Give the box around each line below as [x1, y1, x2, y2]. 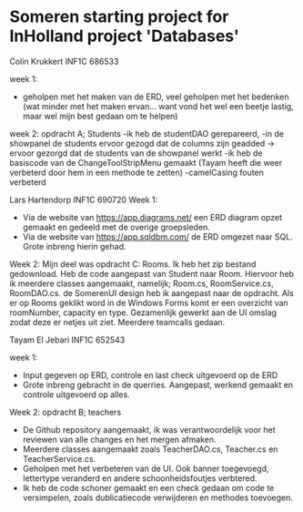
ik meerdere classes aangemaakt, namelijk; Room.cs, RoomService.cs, [9, 278, 275, 289]
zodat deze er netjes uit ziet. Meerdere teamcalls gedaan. [9, 316, 226, 327]
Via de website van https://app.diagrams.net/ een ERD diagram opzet [22, 211, 283, 222]
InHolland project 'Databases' [9, 26, 239, 46]
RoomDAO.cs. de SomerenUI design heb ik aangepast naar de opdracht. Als [9, 287, 294, 298]
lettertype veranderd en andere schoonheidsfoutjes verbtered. [22, 472, 258, 484]
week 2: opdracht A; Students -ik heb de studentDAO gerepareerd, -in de [9, 128, 285, 138]
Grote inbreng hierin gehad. [22, 241, 126, 251]
